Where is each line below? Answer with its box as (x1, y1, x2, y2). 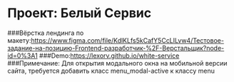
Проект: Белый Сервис (7, 5, 152, 21)
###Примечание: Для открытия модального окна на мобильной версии (7, 58, 228, 67)
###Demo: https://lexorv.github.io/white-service (39, 51, 180, 60)
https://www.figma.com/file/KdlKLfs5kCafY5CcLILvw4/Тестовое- (31, 36, 225, 44)
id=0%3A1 (7, 51, 38, 60)
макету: (7, 36, 31, 44)
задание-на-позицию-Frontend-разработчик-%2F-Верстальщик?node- (7, 43, 225, 52)
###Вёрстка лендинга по (7, 29, 84, 37)
